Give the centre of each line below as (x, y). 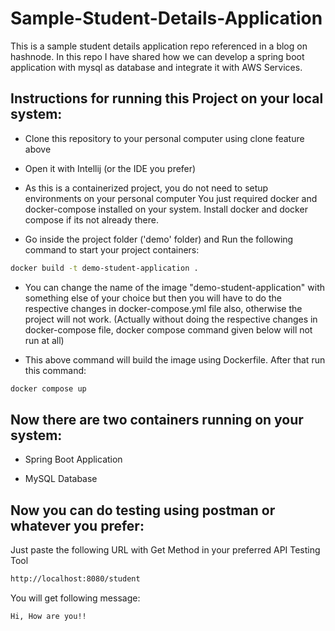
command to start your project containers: (112, 249)
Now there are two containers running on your (157, 419)
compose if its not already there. (91, 219)
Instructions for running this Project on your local (167, 98)
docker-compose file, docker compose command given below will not (168, 329)
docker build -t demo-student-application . (104, 268)
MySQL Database (61, 479)
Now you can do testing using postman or (143, 510)
